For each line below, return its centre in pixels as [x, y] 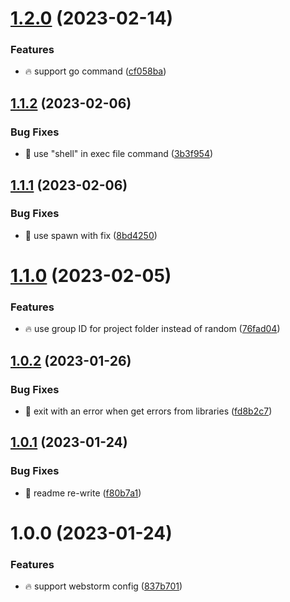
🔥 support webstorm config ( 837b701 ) [103, 586]
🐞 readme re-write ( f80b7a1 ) [83, 493]
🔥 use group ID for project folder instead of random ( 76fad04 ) [152, 329]
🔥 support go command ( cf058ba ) [95, 71]
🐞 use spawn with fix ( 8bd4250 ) [91, 235]
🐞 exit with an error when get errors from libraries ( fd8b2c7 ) [148, 411]
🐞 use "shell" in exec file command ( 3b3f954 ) [119, 154]
